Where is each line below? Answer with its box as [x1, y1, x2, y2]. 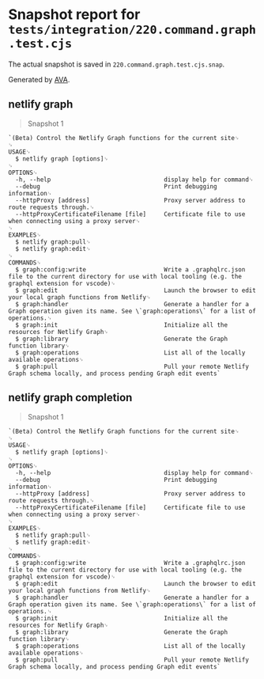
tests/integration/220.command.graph [8, 22, 257, 37]
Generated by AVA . [8, 74, 70, 84]
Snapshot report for [8, 6, 141, 24]
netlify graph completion [8, 391, 133, 404]
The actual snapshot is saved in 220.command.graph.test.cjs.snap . [8, 59, 225, 69]
